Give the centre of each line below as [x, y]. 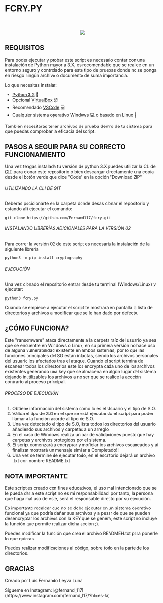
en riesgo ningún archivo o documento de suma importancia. [67, 75]
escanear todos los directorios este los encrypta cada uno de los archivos [80, 366]
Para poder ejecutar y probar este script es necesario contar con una [75, 60]
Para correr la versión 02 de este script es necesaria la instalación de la [77, 244]
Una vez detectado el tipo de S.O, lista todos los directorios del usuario [84, 424]
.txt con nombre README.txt [41, 461]
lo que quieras [20, 539]
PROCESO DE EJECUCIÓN [32, 393]
